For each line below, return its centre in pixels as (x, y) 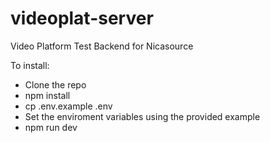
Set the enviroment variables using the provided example (142, 116)
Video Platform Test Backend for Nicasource (102, 46)
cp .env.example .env (68, 106)
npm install (47, 95)
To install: (30, 65)
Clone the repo (55, 84)
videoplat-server (82, 18)
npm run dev (51, 127)
